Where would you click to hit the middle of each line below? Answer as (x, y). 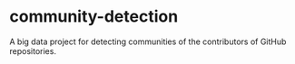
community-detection (94, 17)
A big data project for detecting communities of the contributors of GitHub (148, 41)
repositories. (33, 50)
